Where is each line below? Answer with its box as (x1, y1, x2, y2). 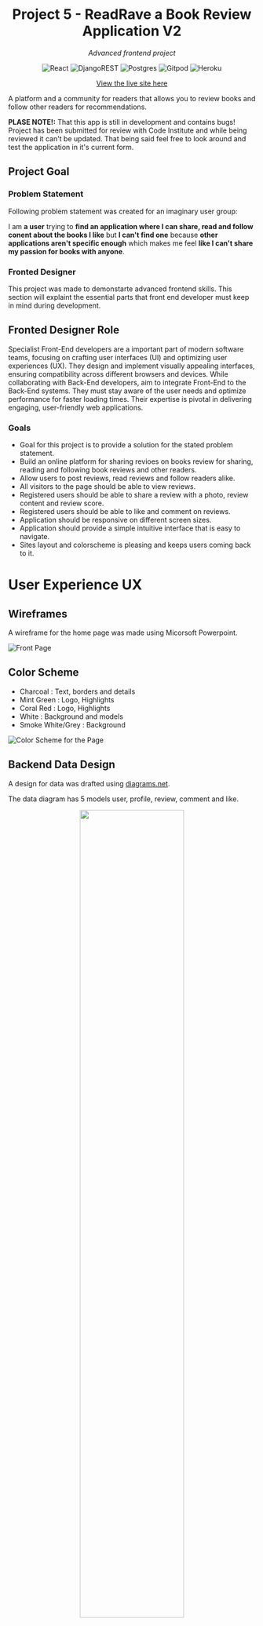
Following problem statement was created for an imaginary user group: (8, 206, 238, 216)
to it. (19, 549, 35, 558)
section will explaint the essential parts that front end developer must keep (8, 292, 250, 301)
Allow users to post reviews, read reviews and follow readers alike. (19, 473, 236, 483)
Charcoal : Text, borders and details (19, 687, 136, 696)
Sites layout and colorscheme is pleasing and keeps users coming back (19, 540, 251, 550)
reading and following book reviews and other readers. (19, 465, 197, 475)
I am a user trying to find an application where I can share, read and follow (8, 221, 254, 231)
